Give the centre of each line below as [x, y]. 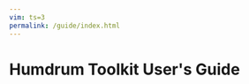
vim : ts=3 [27, 17]
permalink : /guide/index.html [65, 26]
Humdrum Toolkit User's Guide [124, 69]
